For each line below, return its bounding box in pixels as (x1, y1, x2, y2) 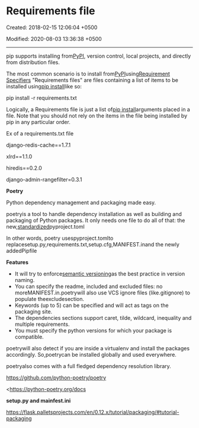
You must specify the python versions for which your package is (14, 326, 172, 334)
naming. (14, 276, 35, 283)
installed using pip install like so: (6, 83, 82, 90)
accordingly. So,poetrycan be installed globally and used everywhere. (6, 351, 176, 358)
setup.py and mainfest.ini (6, 397, 71, 404)
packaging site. (14, 307, 53, 315)
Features (6, 258, 28, 265)
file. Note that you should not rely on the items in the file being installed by (6, 112, 188, 119)
